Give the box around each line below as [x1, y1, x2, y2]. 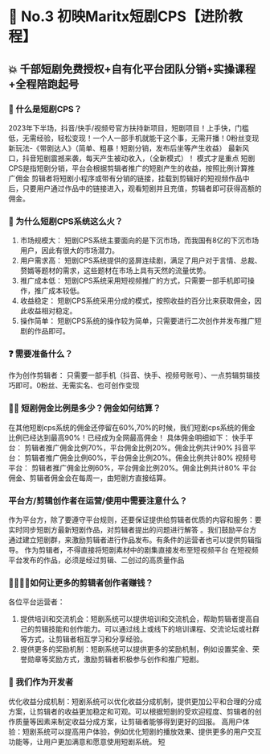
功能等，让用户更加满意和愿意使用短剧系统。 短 [8, 736, 166, 746]
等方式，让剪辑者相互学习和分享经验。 [19, 634, 147, 644]
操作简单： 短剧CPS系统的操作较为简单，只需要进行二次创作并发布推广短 [19, 316, 262, 326]
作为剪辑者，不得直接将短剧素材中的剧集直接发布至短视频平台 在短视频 [23, 545, 259, 555]
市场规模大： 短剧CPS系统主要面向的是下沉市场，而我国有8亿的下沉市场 [19, 235, 260, 246]
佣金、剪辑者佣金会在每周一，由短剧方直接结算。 [8, 473, 170, 483]
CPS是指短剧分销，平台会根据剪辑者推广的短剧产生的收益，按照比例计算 [8, 163, 248, 173]
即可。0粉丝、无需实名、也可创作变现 [14, 380, 140, 391]
